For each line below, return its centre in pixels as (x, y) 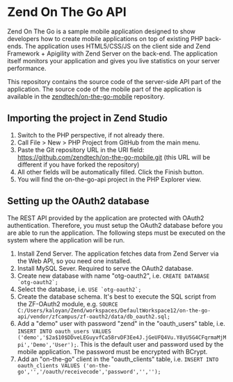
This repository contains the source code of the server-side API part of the (114, 81)
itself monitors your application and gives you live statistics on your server (114, 60)
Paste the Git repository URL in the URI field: (81, 149)
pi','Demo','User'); (47, 344)
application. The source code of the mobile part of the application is (104, 89)
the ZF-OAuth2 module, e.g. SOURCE (67, 304)
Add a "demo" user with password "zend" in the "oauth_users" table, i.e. (121, 323)
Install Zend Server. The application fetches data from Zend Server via (118, 254)
